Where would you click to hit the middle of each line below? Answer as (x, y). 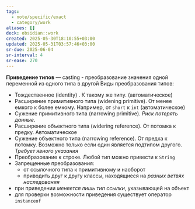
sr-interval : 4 (25, 55)
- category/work (31, 22)
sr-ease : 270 (22, 60)
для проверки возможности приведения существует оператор (93, 194)
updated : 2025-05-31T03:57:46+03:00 (51, 44)
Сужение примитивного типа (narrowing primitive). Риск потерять (96, 113)
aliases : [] (20, 28)
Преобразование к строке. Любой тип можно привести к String (95, 157)
